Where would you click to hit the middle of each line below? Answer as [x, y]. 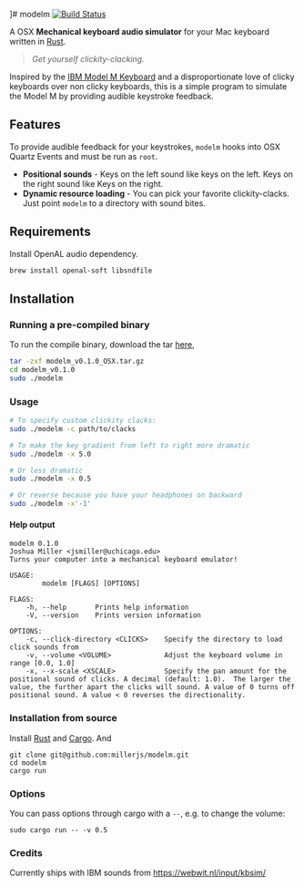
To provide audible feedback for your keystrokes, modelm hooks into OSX [145, 147]
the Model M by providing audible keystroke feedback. [111, 96]
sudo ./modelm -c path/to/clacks [73, 428]
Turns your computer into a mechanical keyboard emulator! [124, 560]
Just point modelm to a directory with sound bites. [114, 203]
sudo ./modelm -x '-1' [51, 504]
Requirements [50, 232]
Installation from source [64, 718]
